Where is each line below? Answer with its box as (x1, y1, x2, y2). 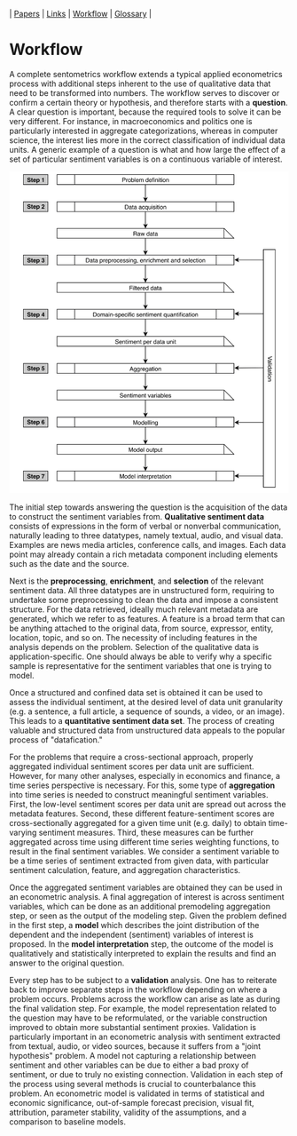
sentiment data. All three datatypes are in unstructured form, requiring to (9, 584, 275, 595)
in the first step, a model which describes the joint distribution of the (9, 919, 260, 930)
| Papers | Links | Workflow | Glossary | (9, 9, 152, 19)
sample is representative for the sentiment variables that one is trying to (9, 660, 272, 671)
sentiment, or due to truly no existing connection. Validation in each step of (9, 1068, 284, 1079)
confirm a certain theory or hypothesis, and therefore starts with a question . (9, 97, 288, 107)
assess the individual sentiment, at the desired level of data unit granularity (9, 696, 284, 707)
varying (9, 827, 37, 838)
